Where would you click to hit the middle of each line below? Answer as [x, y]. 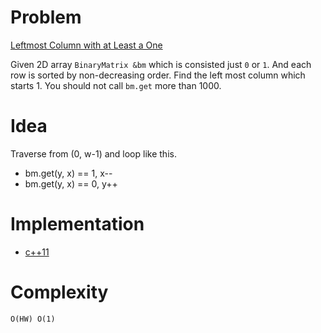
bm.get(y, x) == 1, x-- [68, 173]
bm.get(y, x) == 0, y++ [71, 183]
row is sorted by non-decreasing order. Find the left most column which [158, 75]
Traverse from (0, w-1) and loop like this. [93, 153]
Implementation [77, 224]
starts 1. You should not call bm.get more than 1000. [116, 85]
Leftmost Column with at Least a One [86, 45]
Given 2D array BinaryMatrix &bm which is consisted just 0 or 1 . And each [161, 64]
